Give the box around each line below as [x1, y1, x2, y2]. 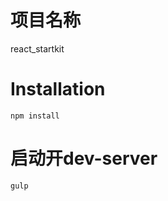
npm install [10, 111, 60, 121]
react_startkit [10, 42, 65, 55]
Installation [10, 78, 106, 101]
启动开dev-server [10, 147, 158, 170]
